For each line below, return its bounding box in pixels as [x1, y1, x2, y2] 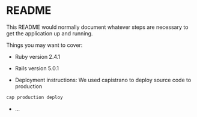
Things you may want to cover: [6, 41, 83, 49]
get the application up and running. [6, 29, 93, 37]
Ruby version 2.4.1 [14, 53, 61, 60]
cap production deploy [6, 94, 63, 100]
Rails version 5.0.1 [14, 64, 59, 72]
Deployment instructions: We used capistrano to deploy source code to [14, 76, 192, 83]
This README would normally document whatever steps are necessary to [6, 23, 189, 31]
